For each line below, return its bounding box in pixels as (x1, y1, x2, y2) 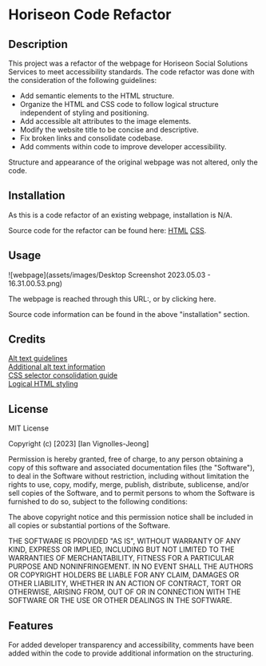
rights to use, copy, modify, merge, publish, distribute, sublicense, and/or (8, 480, 249, 490)
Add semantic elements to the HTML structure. (19, 91, 174, 101)
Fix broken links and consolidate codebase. (19, 133, 163, 143)
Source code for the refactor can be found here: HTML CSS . (8, 225, 207, 235)
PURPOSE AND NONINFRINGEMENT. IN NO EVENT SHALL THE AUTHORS (8, 561, 254, 572)
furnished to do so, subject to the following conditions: (8, 497, 188, 506)
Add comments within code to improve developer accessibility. (19, 142, 227, 151)
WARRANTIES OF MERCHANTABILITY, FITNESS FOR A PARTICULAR (8, 553, 234, 563)
